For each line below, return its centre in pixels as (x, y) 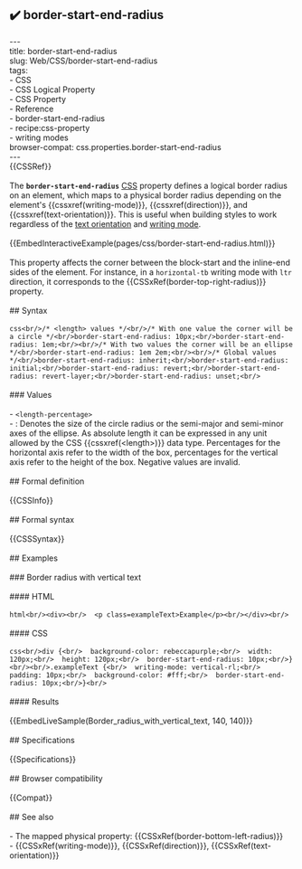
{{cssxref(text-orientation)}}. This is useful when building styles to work (143, 214)
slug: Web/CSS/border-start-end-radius (84, 61)
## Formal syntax (42, 519)
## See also (32, 817)
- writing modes (39, 137)
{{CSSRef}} (31, 166)
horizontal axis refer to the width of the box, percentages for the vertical (144, 452)
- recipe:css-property (50, 128)
